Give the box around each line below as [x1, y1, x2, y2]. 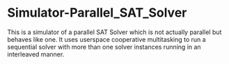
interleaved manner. [7, 50, 65, 58]
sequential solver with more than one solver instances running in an [7, 42, 201, 51]
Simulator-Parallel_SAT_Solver [7, 5, 187, 21]
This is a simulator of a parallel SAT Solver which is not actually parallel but [7, 28, 222, 36]
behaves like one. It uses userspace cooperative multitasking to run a [7, 35, 207, 43]
